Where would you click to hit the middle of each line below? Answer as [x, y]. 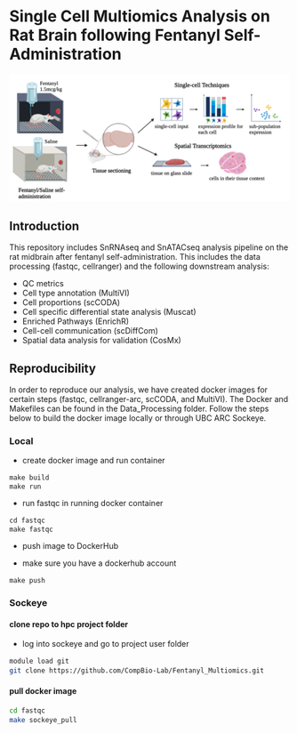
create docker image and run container [94, 461]
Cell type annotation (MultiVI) [76, 293]
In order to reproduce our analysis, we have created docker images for [139, 390]
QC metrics [43, 284]
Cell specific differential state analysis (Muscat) [109, 312]
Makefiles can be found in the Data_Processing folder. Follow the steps [139, 408]
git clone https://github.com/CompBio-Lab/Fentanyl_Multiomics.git [137, 671]
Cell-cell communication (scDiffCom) [90, 331]
